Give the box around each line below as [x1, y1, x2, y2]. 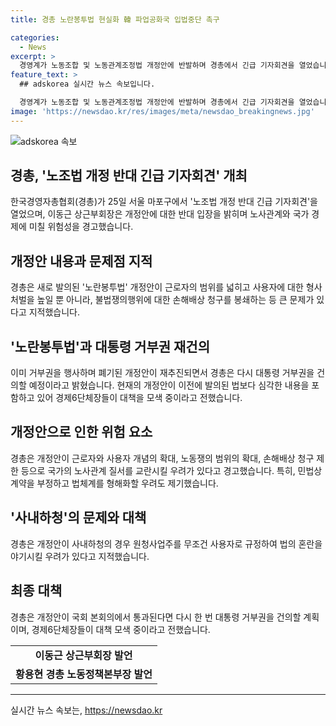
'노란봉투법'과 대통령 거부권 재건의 [10, 338, 210, 355]
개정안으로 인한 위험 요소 [10, 424, 153, 441]
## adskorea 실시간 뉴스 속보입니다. [19, 79, 156, 90]
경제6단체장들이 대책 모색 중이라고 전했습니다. [31, 623, 211, 635]
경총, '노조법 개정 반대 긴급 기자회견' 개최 [10, 167, 248, 185]
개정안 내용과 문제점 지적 [10, 252, 153, 270]
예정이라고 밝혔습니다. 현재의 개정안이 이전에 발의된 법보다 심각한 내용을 [28, 379, 310, 391]
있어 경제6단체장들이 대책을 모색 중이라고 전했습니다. [36, 392, 243, 404]
